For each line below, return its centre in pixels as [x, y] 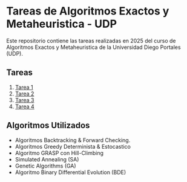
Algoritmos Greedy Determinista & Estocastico [73, 146]
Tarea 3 [25, 100]
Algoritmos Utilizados [48, 125]
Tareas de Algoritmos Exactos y [88, 11]
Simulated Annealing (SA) [47, 159]
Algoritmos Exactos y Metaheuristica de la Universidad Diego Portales [93, 47]
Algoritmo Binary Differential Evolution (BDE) [71, 172]
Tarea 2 [25, 93]
